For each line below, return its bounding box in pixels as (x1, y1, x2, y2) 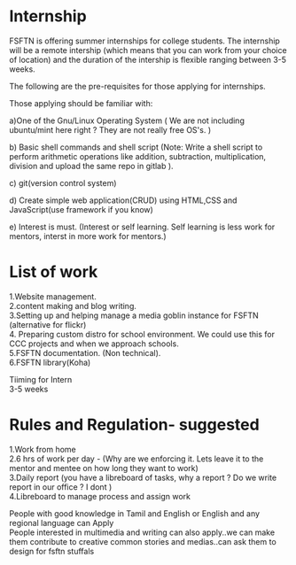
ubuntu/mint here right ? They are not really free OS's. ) (9, 124, 212, 135)
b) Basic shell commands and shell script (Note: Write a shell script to (9, 142, 263, 152)
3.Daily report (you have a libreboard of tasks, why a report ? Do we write (9, 472, 277, 483)
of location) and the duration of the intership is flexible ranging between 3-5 (9, 54, 286, 65)
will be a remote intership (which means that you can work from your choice (9, 44, 287, 55)
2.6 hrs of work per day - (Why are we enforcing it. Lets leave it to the (9, 453, 264, 464)
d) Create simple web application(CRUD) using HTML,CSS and (9, 195, 238, 205)
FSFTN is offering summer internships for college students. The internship (9, 35, 281, 46)
